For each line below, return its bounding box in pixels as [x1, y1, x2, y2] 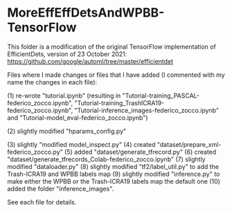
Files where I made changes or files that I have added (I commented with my [7, 71, 225, 79]
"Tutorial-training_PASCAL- [122, 91, 199, 100]
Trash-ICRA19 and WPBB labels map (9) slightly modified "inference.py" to [7, 170, 220, 178]
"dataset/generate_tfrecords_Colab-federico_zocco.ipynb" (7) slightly [7, 154, 206, 164]
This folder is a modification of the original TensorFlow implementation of [7, 42, 216, 51]
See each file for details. [7, 197, 77, 206]
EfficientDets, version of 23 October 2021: [7, 50, 127, 58]
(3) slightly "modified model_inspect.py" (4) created [7, 140, 156, 148]
